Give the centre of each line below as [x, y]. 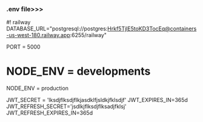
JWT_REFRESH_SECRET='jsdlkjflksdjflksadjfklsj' [66, 107]
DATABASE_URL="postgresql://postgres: [57, 29]
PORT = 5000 [23, 47]
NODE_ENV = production [37, 88]
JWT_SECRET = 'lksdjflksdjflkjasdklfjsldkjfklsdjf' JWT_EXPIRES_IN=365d [97, 100]
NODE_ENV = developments [78, 71]
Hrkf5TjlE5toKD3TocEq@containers [152, 29]
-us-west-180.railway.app [38, 35]
